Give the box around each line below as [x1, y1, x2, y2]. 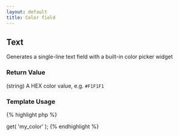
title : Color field [6, 15, 56, 21]
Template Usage [6, 97, 56, 106]
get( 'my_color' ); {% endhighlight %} [6, 123, 99, 130]
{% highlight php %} [6, 110, 58, 118]
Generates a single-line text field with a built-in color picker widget [6, 53, 173, 61]
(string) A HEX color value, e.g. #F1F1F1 [6, 82, 104, 89]
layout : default [6, 8, 47, 15]
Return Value [6, 68, 46, 76]
